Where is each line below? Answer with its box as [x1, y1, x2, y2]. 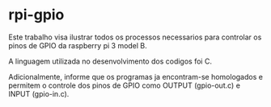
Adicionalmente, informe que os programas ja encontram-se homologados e [8, 72, 263, 81]
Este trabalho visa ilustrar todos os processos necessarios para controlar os [8, 32, 262, 42]
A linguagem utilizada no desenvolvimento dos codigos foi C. [8, 56, 213, 66]
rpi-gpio [8, 6, 65, 24]
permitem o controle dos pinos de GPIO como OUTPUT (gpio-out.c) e [8, 80, 241, 90]
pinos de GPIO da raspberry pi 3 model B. [8, 40, 147, 50]
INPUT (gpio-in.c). [8, 88, 70, 98]
